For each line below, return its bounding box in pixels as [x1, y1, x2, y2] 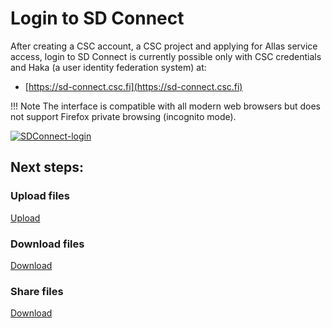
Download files [10, 237, 85, 251]
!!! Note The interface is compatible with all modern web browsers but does [10, 100, 322, 112]
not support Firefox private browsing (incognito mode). [10, 110, 237, 122]
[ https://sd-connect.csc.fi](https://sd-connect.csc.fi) [24, 80, 243, 92]
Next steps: [10, 159, 85, 176]
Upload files [10, 189, 71, 203]
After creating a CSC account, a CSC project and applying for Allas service [10, 40, 318, 52]
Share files [10, 284, 64, 298]
